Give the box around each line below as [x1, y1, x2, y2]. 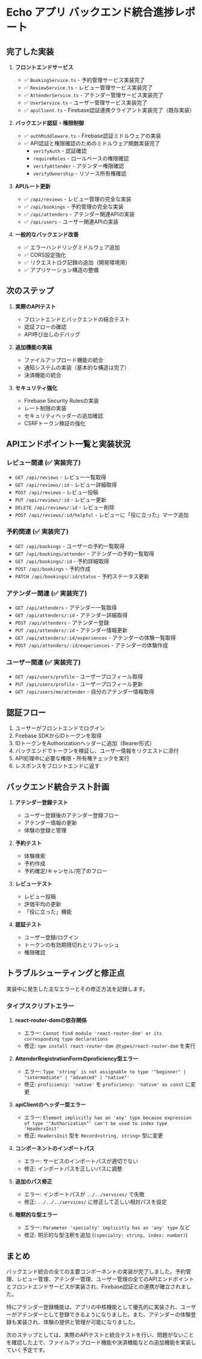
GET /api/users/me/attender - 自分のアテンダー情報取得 [14, 688, 155, 695]
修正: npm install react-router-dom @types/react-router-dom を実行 [24, 1042, 196, 1050]
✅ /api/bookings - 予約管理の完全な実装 [24, 203, 124, 210]
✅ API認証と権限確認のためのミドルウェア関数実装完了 [24, 140, 160, 147]
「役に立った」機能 [24, 908, 72, 915]
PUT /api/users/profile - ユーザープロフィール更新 [14, 681, 144, 688]
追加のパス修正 [14, 1178, 52, 1185]
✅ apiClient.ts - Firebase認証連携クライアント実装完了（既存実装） [24, 107, 195, 113]
